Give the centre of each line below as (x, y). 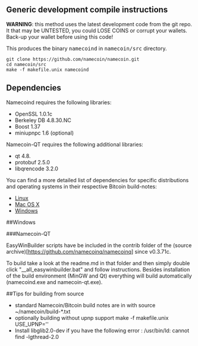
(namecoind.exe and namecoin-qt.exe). (54, 282)
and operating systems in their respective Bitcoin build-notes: (82, 186)
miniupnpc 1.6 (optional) (44, 133)
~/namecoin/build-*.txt (43, 311)
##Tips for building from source (45, 294)
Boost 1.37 (27, 126)
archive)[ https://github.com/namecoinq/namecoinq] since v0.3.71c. (89, 251)
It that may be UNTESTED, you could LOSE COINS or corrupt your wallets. (97, 30)
